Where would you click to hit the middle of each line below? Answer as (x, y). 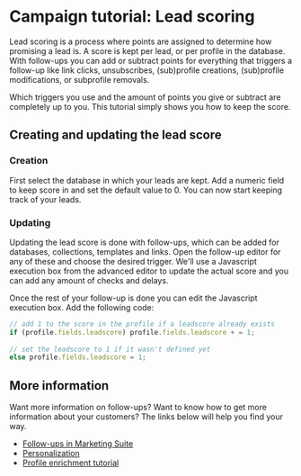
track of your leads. (45, 199)
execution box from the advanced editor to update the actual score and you (149, 271)
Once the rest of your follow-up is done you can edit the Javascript (133, 298)
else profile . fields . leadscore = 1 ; (78, 357)
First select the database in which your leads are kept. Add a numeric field (147, 180)
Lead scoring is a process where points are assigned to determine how (141, 41)
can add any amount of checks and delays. (89, 280)
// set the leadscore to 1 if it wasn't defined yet (110, 349)
